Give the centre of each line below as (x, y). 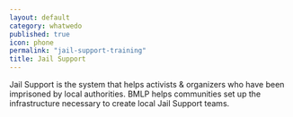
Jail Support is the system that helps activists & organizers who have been (147, 84)
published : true (40, 34)
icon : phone (31, 42)
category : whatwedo (46, 26)
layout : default (40, 17)
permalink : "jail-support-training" (78, 51)
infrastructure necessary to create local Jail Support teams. (120, 103)
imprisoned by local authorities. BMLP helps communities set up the (135, 94)
